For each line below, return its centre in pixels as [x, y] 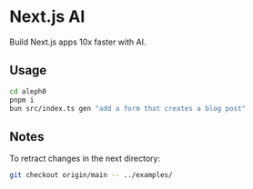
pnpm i [22, 100]
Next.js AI [47, 17]
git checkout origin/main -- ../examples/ [91, 175]
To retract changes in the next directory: [85, 159]
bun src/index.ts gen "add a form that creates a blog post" [128, 108]
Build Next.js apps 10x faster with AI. [78, 42]
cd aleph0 [28, 91]
